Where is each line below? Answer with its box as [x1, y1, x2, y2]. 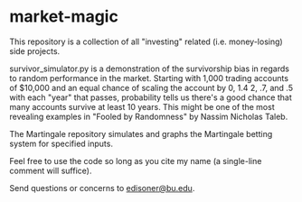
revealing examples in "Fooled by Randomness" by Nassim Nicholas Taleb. [9, 111, 288, 122]
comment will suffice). [9, 165, 92, 176]
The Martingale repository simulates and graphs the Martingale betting [9, 128, 273, 139]
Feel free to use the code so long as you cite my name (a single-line [9, 155, 262, 166]
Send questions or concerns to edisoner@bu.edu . [9, 182, 195, 193]
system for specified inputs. [9, 138, 113, 149]
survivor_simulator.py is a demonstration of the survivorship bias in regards [9, 63, 289, 74]
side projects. [9, 45, 61, 56]
